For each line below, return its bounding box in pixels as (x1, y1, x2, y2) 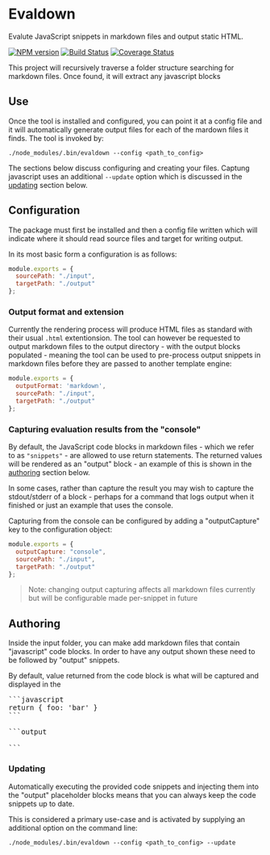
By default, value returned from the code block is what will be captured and (8, 671, 260, 681)
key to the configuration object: (8, 525, 113, 535)
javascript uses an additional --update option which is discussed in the (8, 171, 243, 181)
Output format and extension (8, 306, 124, 317)
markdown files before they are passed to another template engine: (8, 359, 232, 369)
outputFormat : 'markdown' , (15, 382, 106, 390)
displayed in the (8, 679, 61, 690)
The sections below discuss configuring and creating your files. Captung (8, 163, 250, 173)
